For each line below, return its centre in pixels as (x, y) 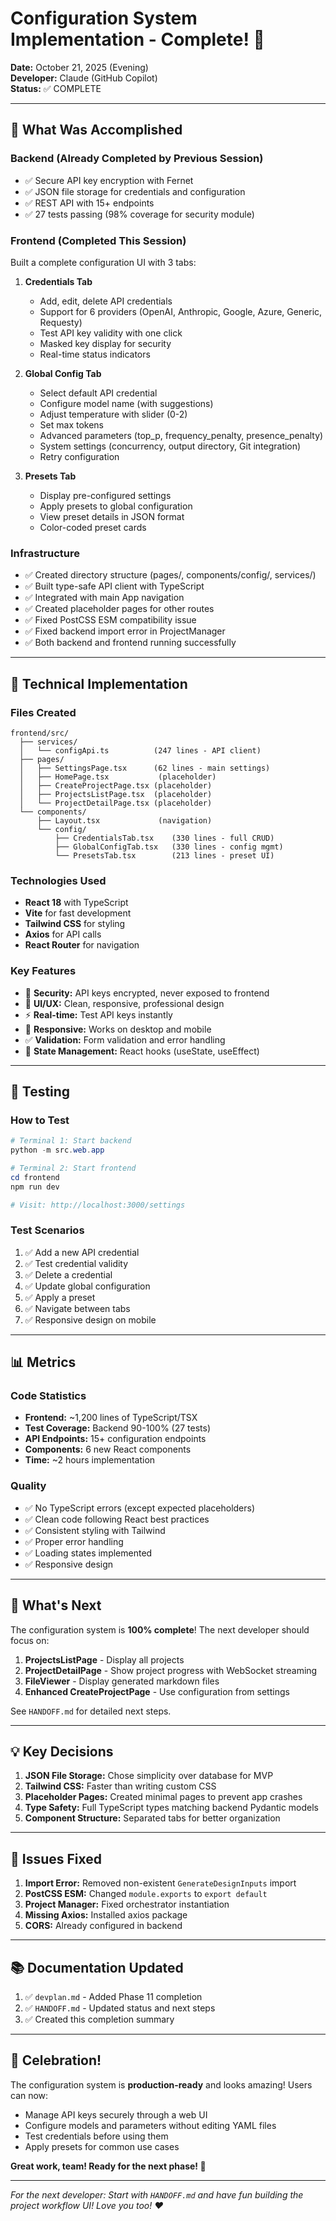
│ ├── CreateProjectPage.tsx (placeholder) (116, 785)
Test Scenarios (47, 1230)
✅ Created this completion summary (99, 2019)
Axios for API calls (63, 934)
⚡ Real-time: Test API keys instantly (98, 1014)
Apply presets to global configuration (116, 506)
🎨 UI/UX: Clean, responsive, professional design (124, 1003)
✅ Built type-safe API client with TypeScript (114, 586)
